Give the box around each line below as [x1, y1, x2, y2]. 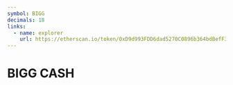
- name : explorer [13, 29, 64, 37]
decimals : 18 [7, 17, 45, 23]
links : [7, 23, 26, 30]
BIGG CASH [7, 66, 75, 82]
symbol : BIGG [7, 10, 45, 17]
